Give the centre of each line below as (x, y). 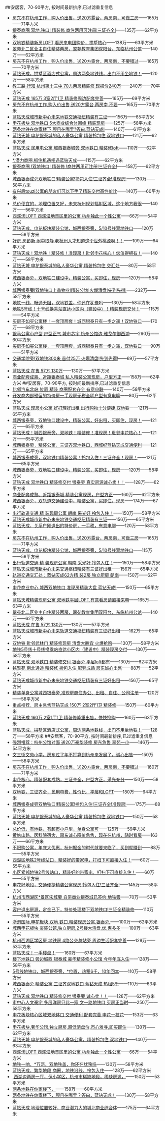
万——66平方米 (28, 841)
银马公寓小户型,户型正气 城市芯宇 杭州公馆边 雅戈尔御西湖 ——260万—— (85, 334)
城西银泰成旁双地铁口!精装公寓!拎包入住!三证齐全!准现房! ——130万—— (84, 179)
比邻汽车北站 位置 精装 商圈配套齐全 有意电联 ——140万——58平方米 (82, 389)
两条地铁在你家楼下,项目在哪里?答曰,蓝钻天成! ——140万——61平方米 (82, 129)
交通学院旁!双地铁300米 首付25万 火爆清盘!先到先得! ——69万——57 (81, 358)
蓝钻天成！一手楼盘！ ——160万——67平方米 (57, 953)
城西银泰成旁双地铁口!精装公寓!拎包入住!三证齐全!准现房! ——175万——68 (86, 804)
